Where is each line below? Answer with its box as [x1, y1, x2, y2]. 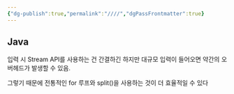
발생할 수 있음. [31, 64, 71, 72]
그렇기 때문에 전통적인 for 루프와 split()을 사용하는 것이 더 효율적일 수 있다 [7, 79, 208, 87]
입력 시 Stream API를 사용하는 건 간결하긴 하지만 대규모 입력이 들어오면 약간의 [7, 55, 220, 63]
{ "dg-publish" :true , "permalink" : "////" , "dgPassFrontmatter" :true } [7, 10, 205, 17]
